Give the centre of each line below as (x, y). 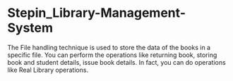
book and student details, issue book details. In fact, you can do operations (116, 62)
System (30, 28)
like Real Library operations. (48, 70)
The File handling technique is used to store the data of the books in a (109, 47)
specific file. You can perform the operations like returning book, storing (112, 55)
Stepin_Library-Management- (96, 13)
